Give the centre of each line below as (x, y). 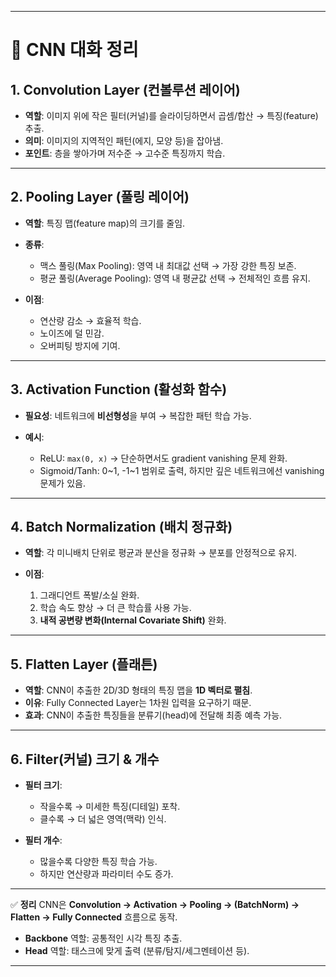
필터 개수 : (43, 840)
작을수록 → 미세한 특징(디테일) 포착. (110, 807)
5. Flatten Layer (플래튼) (84, 664)
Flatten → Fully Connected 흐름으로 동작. (94, 917)
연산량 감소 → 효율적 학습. (90, 320)
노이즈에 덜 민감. (72, 333)
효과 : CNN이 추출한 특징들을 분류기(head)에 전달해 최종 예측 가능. (153, 715)
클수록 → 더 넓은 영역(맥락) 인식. (103, 819)
